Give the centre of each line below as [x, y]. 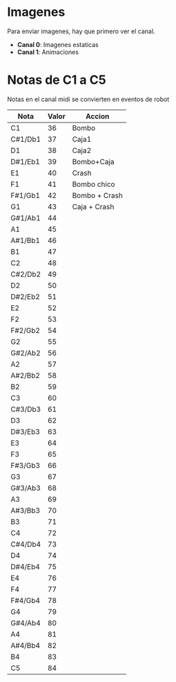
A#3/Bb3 [25, 510]
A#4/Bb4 [25, 645]
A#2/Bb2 [25, 375]
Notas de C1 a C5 [57, 80]
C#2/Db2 [26, 274]
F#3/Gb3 [25, 465]
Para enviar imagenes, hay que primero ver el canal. [81, 31]
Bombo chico [94, 184]
